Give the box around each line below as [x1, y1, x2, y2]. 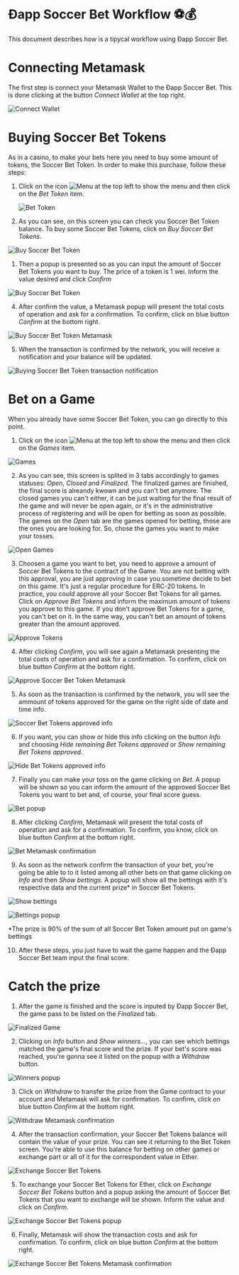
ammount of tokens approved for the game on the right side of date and [18, 697, 229, 705]
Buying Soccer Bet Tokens [8, 129, 167, 146]
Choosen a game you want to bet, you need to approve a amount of [18, 559, 216, 567]
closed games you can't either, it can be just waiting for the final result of [18, 494, 232, 502]
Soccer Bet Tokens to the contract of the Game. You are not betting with [18, 567, 230, 575]
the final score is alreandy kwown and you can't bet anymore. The [18, 486, 212, 495]
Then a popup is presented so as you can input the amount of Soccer [18, 260, 222, 268]
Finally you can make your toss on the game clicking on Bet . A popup [18, 775, 221, 784]
